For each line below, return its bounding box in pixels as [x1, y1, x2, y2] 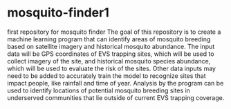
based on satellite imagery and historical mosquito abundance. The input [7, 42, 215, 50]
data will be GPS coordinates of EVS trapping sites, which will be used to [7, 50, 214, 58]
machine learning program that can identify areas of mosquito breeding [7, 34, 211, 43]
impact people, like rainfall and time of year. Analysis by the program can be [7, 79, 224, 87]
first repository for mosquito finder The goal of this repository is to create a [7, 28, 221, 36]
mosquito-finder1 [7, 5, 109, 21]
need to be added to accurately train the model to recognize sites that [7, 71, 206, 80]
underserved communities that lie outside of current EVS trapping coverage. [7, 93, 225, 101]
